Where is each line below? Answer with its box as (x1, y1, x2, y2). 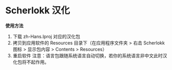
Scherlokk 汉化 (5, 5, 70, 16)
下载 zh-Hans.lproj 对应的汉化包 (12, 33, 81, 39)
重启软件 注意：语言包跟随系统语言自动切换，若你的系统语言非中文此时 (12, 52, 163, 59)
